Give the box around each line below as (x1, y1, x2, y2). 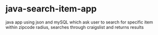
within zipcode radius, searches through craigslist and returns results (5, 24, 144, 30)
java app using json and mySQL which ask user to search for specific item (5, 19, 153, 25)
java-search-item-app (5, 3, 97, 14)
